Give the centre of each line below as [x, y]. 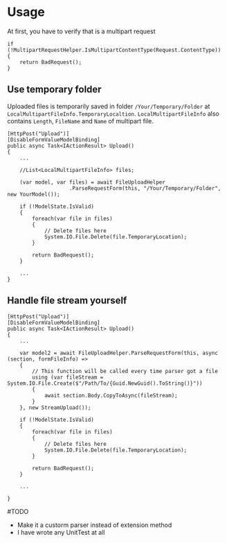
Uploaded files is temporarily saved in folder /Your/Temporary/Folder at [109, 106]
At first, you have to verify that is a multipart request [81, 31]
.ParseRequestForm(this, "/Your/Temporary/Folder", [145, 188]
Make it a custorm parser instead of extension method [94, 525]
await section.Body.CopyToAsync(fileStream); [111, 395]
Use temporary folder [54, 90]
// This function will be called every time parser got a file [125, 371]
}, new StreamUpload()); [55, 407]
